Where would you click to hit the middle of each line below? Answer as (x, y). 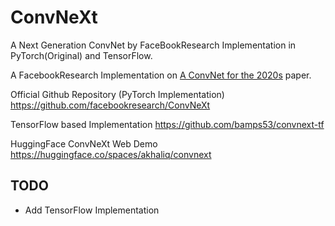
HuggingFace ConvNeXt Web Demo (84, 143)
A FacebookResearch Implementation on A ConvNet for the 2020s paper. (161, 75)
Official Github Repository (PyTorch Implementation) (117, 94)
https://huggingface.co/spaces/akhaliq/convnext (111, 154)
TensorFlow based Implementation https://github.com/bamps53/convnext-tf (167, 124)
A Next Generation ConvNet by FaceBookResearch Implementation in (153, 45)
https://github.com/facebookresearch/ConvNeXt (110, 105)
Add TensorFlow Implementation (92, 210)
